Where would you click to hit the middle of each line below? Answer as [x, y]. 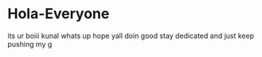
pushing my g [30, 44]
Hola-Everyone [59, 14]
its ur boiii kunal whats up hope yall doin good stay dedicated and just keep [131, 36]
